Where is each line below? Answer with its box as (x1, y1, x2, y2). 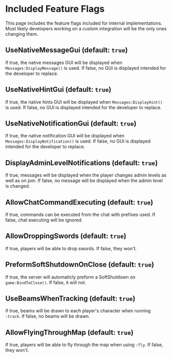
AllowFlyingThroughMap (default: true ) (5, 328, 134, 336)
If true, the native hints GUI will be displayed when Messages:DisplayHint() (5, 98, 163, 105)
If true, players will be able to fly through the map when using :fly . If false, (5, 342, 163, 348)
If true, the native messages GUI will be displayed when (5, 59, 123, 66)
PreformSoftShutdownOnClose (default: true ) (5, 260, 155, 269)
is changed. (5, 183, 30, 189)
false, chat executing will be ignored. (5, 217, 83, 223)
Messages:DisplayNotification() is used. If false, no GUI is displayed (5, 138, 151, 144)
